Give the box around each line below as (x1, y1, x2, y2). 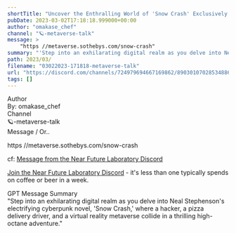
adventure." (29, 219, 63, 228)
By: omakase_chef (7, 102, 61, 111)
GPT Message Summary (7, 189, 78, 198)
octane (7, 219, 28, 228)
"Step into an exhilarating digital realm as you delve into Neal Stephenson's (7, 197, 225, 206)
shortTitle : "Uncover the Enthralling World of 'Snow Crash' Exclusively (7, 10, 228, 18)
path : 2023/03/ (7, 56, 52, 63)
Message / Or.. (7, 128, 51, 136)
